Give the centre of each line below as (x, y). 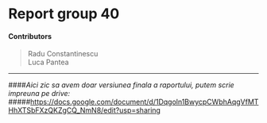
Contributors (30, 36)
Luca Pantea (48, 62)
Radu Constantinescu (63, 54)
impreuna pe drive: (39, 94)
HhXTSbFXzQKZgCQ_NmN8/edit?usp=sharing (85, 110)
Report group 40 (64, 14)
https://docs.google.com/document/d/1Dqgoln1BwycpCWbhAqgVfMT (145, 102)
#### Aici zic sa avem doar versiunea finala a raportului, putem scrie (121, 85)
